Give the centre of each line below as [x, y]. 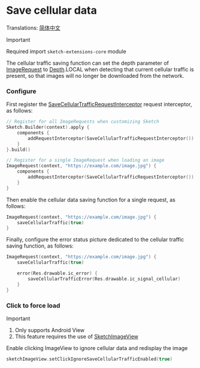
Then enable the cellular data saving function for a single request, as [91, 200]
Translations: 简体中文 [34, 28]
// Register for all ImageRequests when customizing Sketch [83, 122]
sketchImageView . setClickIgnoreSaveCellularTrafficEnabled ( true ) [89, 359]
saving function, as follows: [40, 246]
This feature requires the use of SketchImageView [77, 336]
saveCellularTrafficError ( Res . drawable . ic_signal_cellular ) [104, 279]
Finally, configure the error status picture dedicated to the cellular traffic [95, 240]
